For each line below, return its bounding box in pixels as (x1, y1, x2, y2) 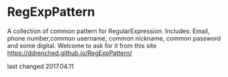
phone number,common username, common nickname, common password (7, 34, 221, 42)
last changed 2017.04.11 (7, 62, 74, 70)
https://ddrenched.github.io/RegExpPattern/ (7, 49, 133, 57)
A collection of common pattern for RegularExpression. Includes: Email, (7, 27, 210, 35)
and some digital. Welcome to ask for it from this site (7, 41, 157, 49)
